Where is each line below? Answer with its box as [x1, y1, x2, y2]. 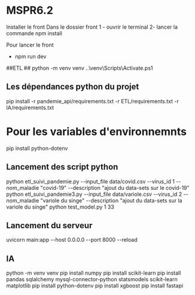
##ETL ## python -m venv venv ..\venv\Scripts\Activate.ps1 [6, 64, 153, 72]
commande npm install [6, 29, 63, 36]
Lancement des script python [6, 162, 118, 172]
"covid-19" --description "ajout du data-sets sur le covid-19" [40, 184, 190, 191]
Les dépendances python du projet [6, 82, 139, 92]
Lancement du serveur [6, 220, 93, 231]
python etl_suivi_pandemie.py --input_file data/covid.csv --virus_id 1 [6, 177, 175, 185]
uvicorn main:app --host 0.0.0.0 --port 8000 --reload [6, 236, 138, 244]
